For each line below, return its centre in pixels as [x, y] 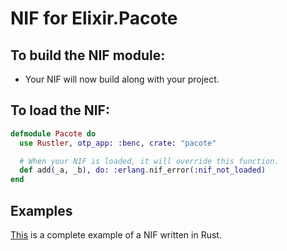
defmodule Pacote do [53, 133]
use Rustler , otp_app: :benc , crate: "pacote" [118, 143]
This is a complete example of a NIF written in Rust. [116, 235]
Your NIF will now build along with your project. [122, 79]
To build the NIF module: [88, 55]
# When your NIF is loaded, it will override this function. [149, 161]
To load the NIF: [60, 110]
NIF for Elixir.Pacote [94, 18]
